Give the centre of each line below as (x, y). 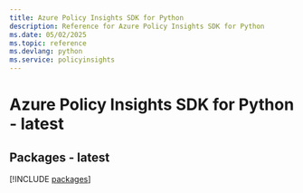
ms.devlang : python (46, 52)
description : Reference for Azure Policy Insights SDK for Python (137, 26)
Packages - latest (60, 157)
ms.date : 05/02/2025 (48, 34)
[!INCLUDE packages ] (50, 179)
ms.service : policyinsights (62, 60)
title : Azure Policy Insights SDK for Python (96, 18)
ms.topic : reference (48, 43)
